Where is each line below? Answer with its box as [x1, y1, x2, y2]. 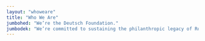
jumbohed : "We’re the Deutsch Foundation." [6, 20, 119, 26]
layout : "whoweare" [6, 8, 56, 15]
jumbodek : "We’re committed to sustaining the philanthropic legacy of [6, 25, 192, 32]
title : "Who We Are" [6, 14, 59, 20]
